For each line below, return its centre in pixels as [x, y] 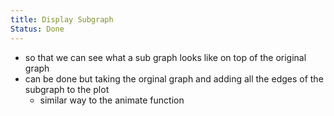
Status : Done [37, 29]
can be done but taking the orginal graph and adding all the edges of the [174, 78]
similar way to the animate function [112, 100]
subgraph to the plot [67, 89]
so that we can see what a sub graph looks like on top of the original [165, 57]
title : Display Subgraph [62, 19]
